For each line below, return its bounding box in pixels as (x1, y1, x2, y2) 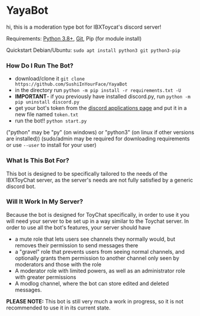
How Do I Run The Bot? (6, 61, 73, 69)
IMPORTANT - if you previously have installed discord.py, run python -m (14, 93, 191, 100)
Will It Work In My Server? (6, 198, 84, 206)
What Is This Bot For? (6, 157, 70, 165)
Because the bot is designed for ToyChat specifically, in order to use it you (6, 211, 190, 218)
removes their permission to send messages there (14, 241, 139, 248)
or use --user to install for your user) (6, 142, 97, 149)
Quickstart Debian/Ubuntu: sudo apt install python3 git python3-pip (6, 46, 181, 54)
